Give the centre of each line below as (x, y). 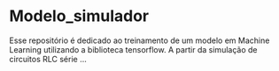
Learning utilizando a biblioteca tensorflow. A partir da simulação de (133, 49)
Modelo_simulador (79, 16)
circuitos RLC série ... (48, 59)
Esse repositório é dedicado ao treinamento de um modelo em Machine (139, 40)
